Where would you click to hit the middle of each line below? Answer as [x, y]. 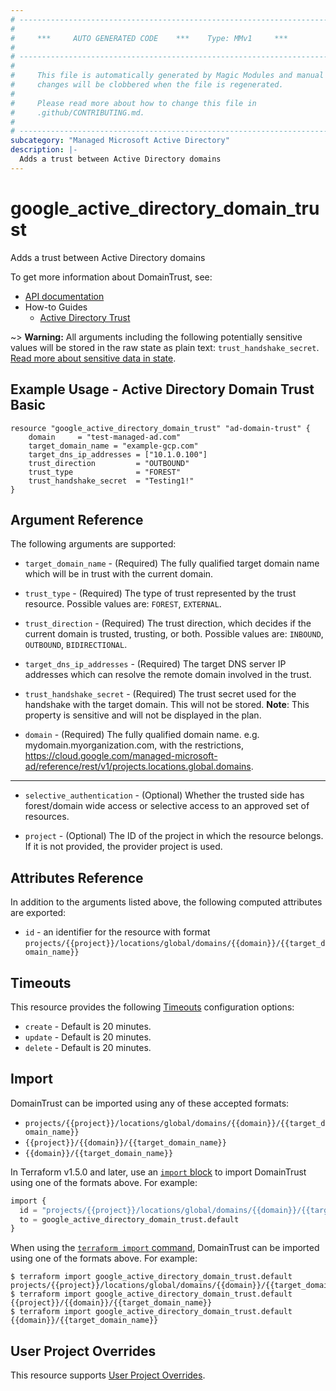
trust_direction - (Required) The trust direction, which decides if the [168, 623]
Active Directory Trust [85, 317]
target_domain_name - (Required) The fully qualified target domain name [172, 563]
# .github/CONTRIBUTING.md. [77, 112]
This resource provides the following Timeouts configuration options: [152, 1007]
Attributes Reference [77, 877]
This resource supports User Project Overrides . [108, 1375]
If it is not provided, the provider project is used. [123, 847]
